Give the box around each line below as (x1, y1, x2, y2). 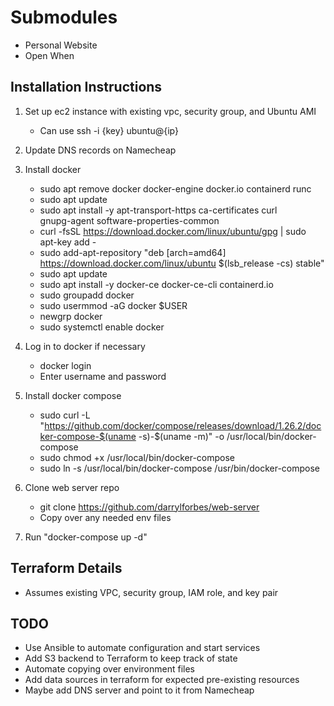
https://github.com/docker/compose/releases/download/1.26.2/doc (44, 419, 322, 431)
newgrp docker (39, 310, 103, 322)
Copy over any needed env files (39, 511, 172, 523)
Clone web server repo (24, 481, 120, 493)
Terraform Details (10, 560, 123, 577)
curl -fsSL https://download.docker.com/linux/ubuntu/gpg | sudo (39, 225, 307, 237)
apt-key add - (39, 236, 97, 248)
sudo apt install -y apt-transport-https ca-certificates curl (39, 204, 278, 216)
